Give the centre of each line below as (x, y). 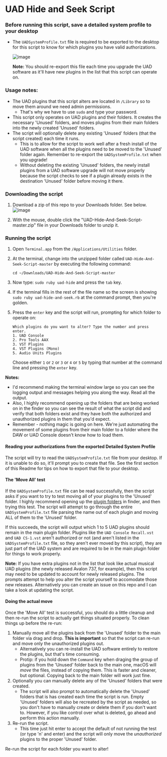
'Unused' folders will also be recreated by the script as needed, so (88, 702)
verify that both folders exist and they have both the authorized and (82, 414)
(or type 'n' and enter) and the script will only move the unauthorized (91, 733)
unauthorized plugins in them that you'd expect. (62, 419)
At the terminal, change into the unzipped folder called (68, 259)
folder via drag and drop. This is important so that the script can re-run (86, 638)
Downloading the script (34, 194)
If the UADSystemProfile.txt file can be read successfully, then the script (80, 491)
